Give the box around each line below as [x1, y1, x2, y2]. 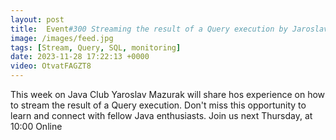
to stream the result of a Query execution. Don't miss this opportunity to [10, 99, 307, 111]
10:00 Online [10, 121, 63, 132]
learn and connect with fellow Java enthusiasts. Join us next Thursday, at [10, 110, 313, 121]
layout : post [10, 14, 65, 25]
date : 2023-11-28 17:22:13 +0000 [10, 52, 150, 62]
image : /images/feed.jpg [10, 33, 114, 43]
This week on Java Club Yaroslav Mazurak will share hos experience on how [10, 89, 326, 100]
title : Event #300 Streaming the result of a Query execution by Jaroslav [10, 24, 329, 34]
